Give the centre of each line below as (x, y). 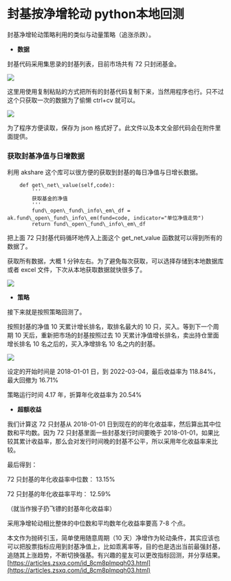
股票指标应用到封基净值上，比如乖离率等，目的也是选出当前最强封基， (124, 546)
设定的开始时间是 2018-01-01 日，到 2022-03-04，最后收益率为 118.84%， (113, 372)
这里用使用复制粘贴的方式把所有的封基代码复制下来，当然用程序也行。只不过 (115, 91)
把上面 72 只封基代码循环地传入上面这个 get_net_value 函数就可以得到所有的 (115, 238)
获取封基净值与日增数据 (46, 156)
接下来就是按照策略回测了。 (46, 312)
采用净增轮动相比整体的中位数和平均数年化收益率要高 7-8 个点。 (98, 523)
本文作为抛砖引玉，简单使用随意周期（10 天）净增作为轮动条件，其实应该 (111, 538)
